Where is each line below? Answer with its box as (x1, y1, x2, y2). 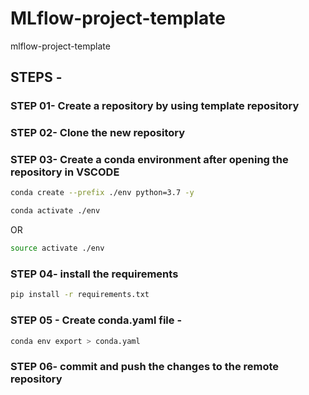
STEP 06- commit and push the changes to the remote (10, 360, 280, 374)
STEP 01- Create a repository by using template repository (10, 99, 300, 113)
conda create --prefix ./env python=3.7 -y (10, 188, 195, 198)
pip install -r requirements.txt (10, 290, 150, 300)
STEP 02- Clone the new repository (10, 126, 186, 140)
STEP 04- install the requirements (10, 267, 179, 281)
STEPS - (10, 69, 63, 86)
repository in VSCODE (10, 165, 120, 179)
